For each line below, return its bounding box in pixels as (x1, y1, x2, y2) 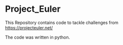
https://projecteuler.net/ (5, 24, 53, 30)
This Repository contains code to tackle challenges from (5, 20, 119, 25)
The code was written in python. (5, 34, 70, 40)
